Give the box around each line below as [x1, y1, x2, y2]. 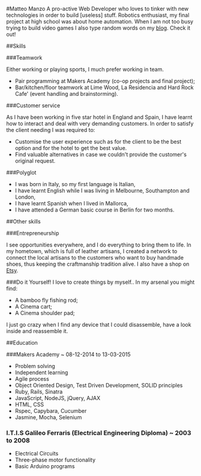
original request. [14, 157, 56, 164]
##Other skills [6, 218, 41, 225]
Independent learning [14, 369, 68, 376]
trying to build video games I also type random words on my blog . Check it [6, 24, 191, 31]
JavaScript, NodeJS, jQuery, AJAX [14, 395, 101, 401]
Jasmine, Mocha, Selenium [14, 414, 82, 421]
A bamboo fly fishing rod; [14, 296, 78, 304]
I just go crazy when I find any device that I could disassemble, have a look [6, 321, 191, 328]
